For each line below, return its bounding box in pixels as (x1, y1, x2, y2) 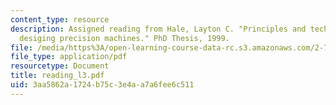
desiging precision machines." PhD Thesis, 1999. (19, 33, 230, 43)
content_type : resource (10, 14, 110, 25)
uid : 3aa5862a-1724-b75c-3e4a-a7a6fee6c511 (10, 80, 195, 90)
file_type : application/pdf (10, 52, 128, 62)
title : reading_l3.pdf (10, 71, 105, 81)
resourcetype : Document (10, 61, 110, 71)
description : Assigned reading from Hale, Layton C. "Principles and (10, 24, 307, 34)
